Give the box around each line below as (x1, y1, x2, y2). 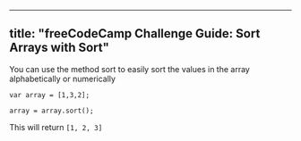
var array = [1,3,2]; (9, 90, 90, 99)
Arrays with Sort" (9, 40, 110, 55)
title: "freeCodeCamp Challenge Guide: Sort (9, 26, 261, 41)
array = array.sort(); (9, 106, 94, 115)
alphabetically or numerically (9, 73, 116, 84)
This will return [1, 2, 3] (9, 121, 103, 132)
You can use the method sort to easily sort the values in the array (9, 63, 251, 74)
